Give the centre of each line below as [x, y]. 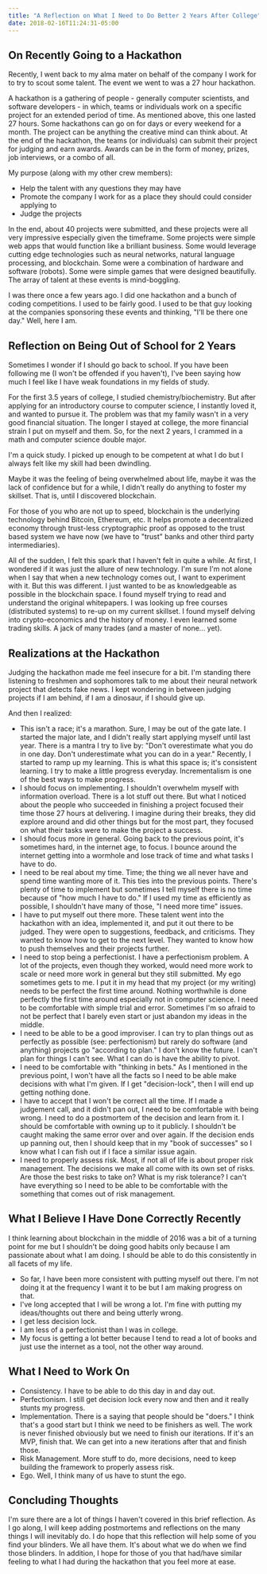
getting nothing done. [55, 1092]
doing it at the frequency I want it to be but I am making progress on [131, 1287]
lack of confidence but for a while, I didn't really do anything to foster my [128, 487]
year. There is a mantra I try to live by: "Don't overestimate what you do [136, 745]
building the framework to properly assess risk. [97, 1467]
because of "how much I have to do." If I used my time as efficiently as [135, 897]
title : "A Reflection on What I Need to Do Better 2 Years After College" [135, 16]
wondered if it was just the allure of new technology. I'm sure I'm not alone [130, 569]
